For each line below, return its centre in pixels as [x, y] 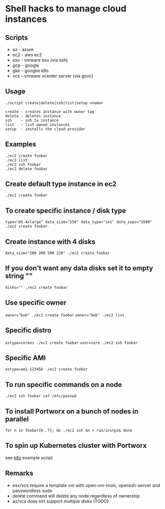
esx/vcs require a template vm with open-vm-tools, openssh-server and [86, 485]
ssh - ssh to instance [32, 120]
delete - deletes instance [33, 116]
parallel [17, 419]
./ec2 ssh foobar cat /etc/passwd [41, 396]
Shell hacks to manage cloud [66, 9]
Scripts [17, 38]
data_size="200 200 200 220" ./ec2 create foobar [58, 253]
